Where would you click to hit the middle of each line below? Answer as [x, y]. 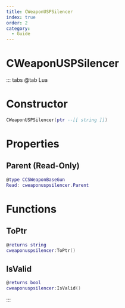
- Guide [21, 34]
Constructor [37, 104]
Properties [33, 144]
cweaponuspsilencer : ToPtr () [41, 250]
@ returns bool [24, 283]
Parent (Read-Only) [43, 166]
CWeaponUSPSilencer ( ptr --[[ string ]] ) [57, 120]
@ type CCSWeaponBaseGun [36, 180]
